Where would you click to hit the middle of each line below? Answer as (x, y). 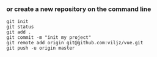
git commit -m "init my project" (49, 38)
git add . (19, 32)
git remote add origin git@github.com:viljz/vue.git (75, 43)
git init (17, 22)
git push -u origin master (41, 48)
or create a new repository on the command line (79, 9)
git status (20, 27)
